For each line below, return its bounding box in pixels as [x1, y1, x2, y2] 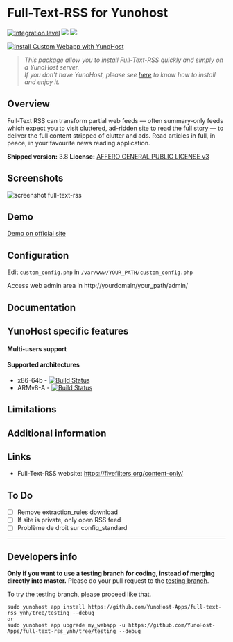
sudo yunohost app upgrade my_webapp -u [7, 622, 126, 629]
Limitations [7, 403, 57, 415]
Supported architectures [7, 360, 80, 369]
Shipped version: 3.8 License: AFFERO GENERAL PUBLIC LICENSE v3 [7, 152, 209, 161]
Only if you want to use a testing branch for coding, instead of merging [7, 569, 215, 578]
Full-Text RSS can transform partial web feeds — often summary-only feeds [7, 116, 224, 125]
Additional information [7, 427, 107, 439]
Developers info [7, 551, 78, 563]
